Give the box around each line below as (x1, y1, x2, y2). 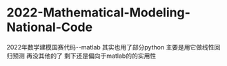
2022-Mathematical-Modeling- (6, 5, 190, 21)
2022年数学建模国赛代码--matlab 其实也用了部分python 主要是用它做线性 (6, 43, 215, 51)
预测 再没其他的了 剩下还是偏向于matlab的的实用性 (12, 52, 157, 60)
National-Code (6, 19, 93, 35)
